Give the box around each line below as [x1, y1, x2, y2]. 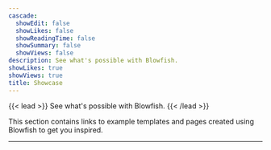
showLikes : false [15, 26, 74, 34]
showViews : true [8, 71, 63, 79]
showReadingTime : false [15, 34, 95, 43]
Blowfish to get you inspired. [8, 125, 103, 135]
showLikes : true [8, 64, 63, 72]
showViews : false [15, 49, 74, 57]
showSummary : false [15, 42, 81, 50]
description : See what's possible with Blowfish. [8, 57, 179, 65]
